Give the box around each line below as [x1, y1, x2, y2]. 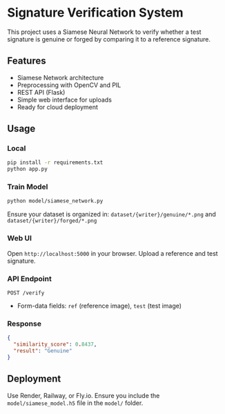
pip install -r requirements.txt [7, 159, 104, 167]
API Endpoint [7, 274, 52, 283]
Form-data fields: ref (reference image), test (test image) [17, 301, 182, 310]
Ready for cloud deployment [17, 102, 99, 111]
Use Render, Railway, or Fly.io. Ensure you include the [7, 391, 160, 399]
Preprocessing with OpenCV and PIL [17, 81, 121, 89]
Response [7, 319, 41, 328]
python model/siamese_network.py [7, 198, 104, 205]
